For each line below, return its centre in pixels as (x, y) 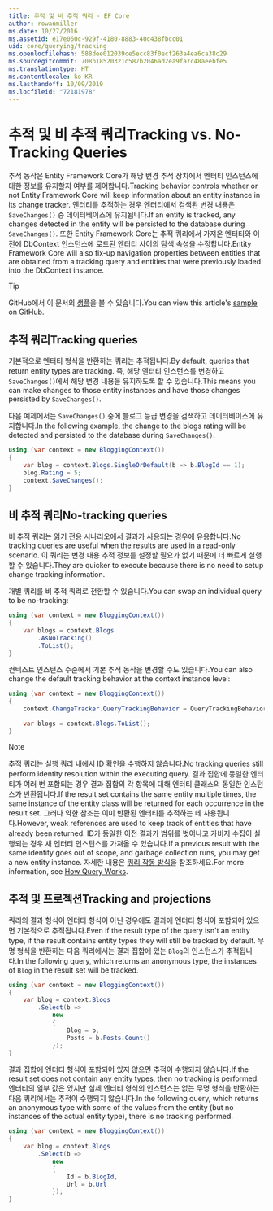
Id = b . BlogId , (92, 1177)
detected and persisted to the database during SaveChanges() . (112, 435)
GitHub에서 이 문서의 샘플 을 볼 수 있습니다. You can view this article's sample (133, 303)
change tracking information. (57, 575)
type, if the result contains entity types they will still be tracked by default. (132, 940)
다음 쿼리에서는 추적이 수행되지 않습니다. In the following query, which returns (134, 1099)
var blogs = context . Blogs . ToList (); (87, 724)
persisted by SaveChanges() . (55, 399)
